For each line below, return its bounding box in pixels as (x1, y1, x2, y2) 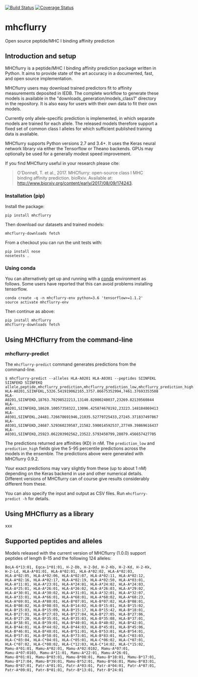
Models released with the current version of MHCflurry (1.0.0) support (5, 550, 146, 556)
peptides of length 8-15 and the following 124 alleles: (5, 555, 111, 561)
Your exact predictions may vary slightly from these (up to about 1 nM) (5, 466, 147, 471)
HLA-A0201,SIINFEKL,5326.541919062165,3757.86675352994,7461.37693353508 (5, 389, 159, 394)
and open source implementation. (5, 75, 73, 81)
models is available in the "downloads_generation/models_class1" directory (5, 95, 156, 101)
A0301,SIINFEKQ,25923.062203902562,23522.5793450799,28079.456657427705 (5, 432, 156, 437)
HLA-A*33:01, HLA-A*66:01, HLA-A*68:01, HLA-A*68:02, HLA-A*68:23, (5, 595, 146, 600)
